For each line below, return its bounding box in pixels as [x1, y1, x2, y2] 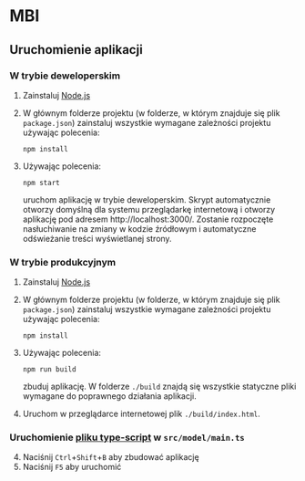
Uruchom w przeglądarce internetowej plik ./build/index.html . [22, 408, 261, 420]
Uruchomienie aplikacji [9, 42, 143, 58]
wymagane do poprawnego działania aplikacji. [22, 391, 198, 402]
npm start [22, 178, 61, 187]
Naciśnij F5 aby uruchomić [22, 462, 122, 473]
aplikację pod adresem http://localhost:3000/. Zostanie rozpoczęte [22, 214, 274, 225]
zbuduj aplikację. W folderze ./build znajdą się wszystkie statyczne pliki [22, 381, 297, 392]
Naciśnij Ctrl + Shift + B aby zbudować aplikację [22, 452, 199, 463]
